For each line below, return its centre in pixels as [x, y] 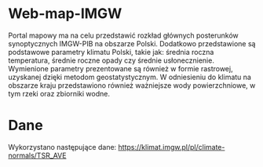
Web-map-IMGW [65, 14]
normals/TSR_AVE [37, 155]
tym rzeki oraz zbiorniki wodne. [59, 93]
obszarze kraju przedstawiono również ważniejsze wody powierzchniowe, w [132, 85]
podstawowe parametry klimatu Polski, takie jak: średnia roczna [111, 52]
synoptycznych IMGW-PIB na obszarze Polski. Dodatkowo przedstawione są [132, 43]
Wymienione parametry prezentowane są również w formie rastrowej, [121, 68]
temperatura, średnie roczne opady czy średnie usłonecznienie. [111, 60]
